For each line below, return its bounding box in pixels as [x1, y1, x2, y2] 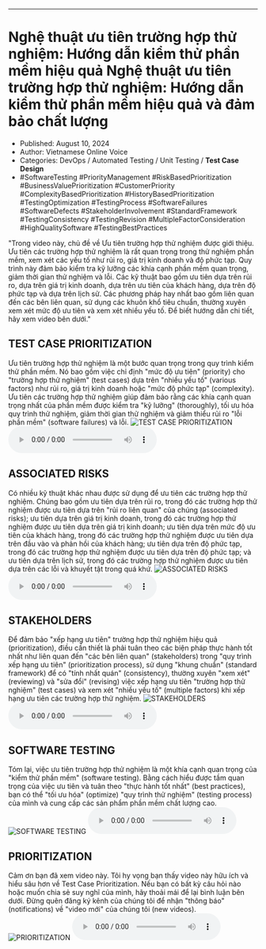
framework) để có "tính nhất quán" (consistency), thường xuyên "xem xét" [8, 668, 251, 678]
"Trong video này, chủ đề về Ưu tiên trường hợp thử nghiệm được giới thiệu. [8, 238, 255, 248]
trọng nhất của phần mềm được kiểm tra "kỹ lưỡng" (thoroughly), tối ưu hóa [8, 400, 254, 409]
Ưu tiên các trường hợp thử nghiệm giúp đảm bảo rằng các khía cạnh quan [8, 392, 252, 401]
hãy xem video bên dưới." [8, 314, 91, 324]
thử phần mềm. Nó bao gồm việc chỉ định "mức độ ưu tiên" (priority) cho [8, 367, 245, 376]
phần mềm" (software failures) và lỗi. [8, 417, 129, 427]
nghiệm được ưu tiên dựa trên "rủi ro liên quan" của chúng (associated [8, 505, 238, 514]
